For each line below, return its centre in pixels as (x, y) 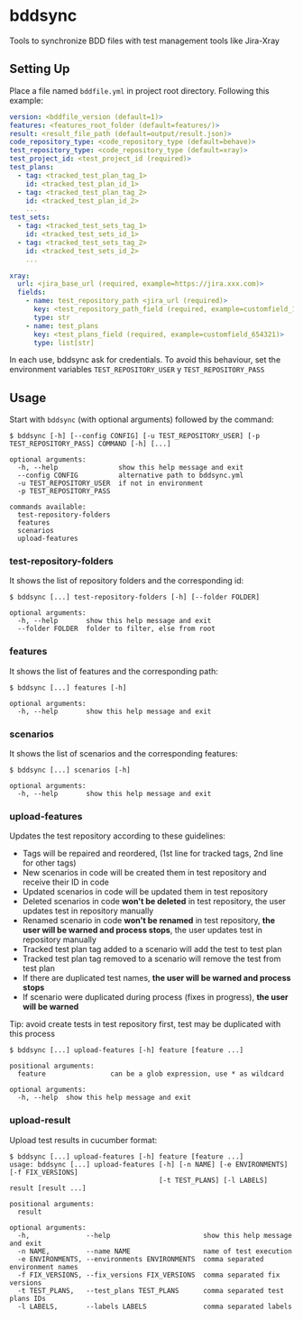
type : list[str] (64, 343)
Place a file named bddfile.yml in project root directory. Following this (139, 90)
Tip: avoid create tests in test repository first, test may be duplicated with (145, 1024)
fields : (32, 293)
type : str (51, 317)
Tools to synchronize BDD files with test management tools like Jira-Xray (144, 41)
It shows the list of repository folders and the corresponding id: (127, 581)
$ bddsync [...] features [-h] (68, 687)
